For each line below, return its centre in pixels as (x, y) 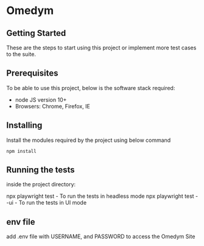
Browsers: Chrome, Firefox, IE (52, 106)
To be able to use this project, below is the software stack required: (91, 88)
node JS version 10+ (41, 100)
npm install (21, 151)
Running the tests (40, 170)
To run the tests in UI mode (53, 203)
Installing (24, 125)
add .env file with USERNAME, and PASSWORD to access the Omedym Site (101, 237)
